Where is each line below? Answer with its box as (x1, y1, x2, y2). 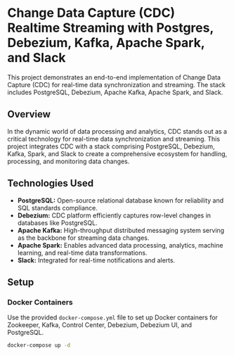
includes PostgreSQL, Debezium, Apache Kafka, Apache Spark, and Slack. (7, 88, 223, 96)
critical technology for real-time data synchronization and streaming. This (7, 134, 220, 143)
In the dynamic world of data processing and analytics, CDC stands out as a (7, 127, 227, 135)
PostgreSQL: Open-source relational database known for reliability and (17, 196, 224, 205)
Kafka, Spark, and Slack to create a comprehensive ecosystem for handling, (7, 149, 228, 158)
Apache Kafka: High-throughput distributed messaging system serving (17, 226, 225, 234)
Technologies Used (7, 177, 93, 189)
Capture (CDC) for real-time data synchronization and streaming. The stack (7, 80, 226, 89)
